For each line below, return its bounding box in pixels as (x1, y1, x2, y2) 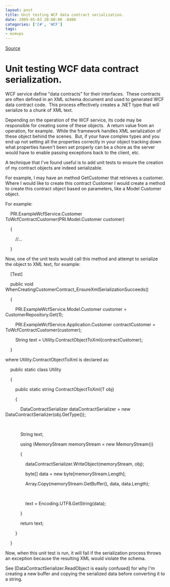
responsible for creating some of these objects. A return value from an (5, 122, 154, 128)
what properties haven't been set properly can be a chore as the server (5, 144, 155, 150)
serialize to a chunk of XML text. (5, 107, 73, 113)
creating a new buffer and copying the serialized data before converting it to (5, 570, 165, 577)
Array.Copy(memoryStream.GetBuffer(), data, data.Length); (25, 480, 150, 486)
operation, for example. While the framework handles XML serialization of (5, 128, 161, 134)
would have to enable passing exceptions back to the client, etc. (5, 149, 140, 156)
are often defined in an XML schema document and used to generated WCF (5, 96, 164, 102)
